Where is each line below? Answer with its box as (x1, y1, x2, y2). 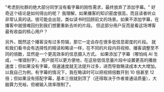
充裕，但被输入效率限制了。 (18, 82, 74, 87)
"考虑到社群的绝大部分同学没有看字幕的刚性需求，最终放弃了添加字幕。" (5, 4, 150, 10)
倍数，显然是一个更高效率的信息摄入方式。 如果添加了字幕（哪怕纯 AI (13, 51, 153, 57)
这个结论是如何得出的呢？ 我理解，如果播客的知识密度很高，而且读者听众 (9, 10, 156, 16)
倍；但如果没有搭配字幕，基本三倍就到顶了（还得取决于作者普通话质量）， (5, 75, 153, 81)
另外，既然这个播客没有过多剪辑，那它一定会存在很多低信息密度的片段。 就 (5, 39, 156, 45)
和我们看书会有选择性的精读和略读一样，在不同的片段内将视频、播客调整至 (5, 45, 155, 51)
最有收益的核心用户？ (5, 29, 48, 34)
